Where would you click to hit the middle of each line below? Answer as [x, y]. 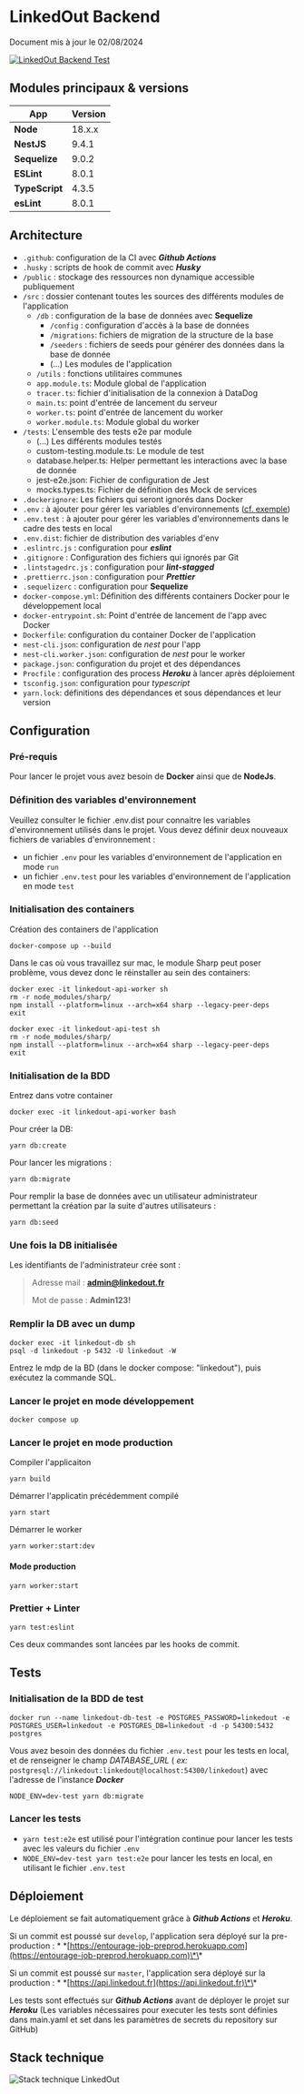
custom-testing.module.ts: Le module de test [120, 450]
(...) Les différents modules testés [99, 441]
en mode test [49, 885]
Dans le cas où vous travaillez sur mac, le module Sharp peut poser [135, 963]
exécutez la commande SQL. [63, 1377]
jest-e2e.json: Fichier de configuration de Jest [123, 480]
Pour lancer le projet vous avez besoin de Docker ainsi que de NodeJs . [143, 776]
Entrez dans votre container [61, 1096]
